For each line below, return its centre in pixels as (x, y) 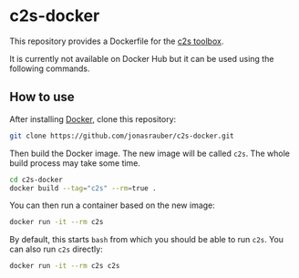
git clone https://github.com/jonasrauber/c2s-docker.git (122, 136)
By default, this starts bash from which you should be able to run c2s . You (147, 240)
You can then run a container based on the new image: (113, 205)
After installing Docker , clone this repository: (93, 118)
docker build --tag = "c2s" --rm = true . (83, 188)
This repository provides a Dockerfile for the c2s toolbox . (117, 41)
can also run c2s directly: (56, 249)
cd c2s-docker (36, 180)
